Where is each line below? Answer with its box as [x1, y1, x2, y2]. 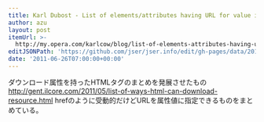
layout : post [8, 26, 51, 34]
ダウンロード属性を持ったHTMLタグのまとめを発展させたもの [8, 77, 207, 87]
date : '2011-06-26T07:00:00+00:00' [8, 56, 125, 63]
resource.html [8, 95, 53, 105]
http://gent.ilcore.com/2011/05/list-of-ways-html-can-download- [8, 86, 218, 95]
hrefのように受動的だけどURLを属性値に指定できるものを [54, 95, 240, 105]
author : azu [8, 19, 47, 27]
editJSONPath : [8, 48, 55, 56]
